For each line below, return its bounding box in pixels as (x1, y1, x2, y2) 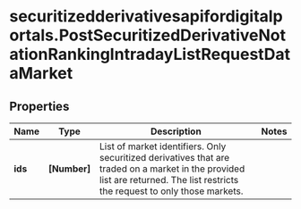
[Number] (47, 163, 91, 175)
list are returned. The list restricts (99, 174, 239, 186)
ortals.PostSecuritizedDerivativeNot (9, 25, 287, 46)
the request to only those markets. (99, 185, 244, 197)
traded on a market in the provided (99, 163, 245, 175)
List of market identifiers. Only (99, 140, 227, 153)
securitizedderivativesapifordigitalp (9, 6, 284, 27)
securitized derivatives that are (99, 152, 230, 163)
